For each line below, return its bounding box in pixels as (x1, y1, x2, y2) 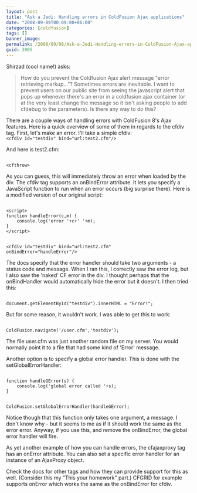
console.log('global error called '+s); (16, 383, 117, 389)
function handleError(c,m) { (6, 212, 77, 219)
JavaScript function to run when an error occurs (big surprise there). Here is (6, 185, 191, 192)
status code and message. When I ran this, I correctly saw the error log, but (6, 265, 189, 272)
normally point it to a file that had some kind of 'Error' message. (6, 344, 160, 351)
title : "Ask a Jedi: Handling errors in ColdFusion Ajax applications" (6, 14, 185, 20)
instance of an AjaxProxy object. (6, 456, 84, 464)
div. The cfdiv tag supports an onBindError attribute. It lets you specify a (6, 178, 181, 185)
